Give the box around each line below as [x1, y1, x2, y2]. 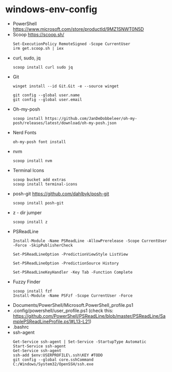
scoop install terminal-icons [12, 181, 78, 187]
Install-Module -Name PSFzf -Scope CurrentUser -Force [12, 293, 133, 298]
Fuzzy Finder [12, 278, 41, 285]
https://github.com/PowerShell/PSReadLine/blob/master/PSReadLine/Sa [12, 313, 166, 319]
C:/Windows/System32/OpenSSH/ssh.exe [12, 361, 94, 367]
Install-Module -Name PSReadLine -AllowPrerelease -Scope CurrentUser [12, 238, 167, 243]
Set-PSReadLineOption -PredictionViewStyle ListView [12, 252, 128, 257]
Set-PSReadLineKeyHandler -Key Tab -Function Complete [12, 270, 133, 275]
